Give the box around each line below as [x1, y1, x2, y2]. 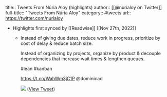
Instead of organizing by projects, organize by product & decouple [20, 51, 161, 56]
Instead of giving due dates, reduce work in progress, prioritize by [20, 35, 161, 41]
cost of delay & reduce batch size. [20, 40, 93, 46]
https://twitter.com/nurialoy [5, 15, 63, 21]
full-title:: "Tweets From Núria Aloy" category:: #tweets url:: [5, 10, 131, 16]
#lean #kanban [20, 66, 52, 71]
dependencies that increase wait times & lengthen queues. [20, 56, 145, 62]
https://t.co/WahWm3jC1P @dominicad [20, 76, 103, 81]
